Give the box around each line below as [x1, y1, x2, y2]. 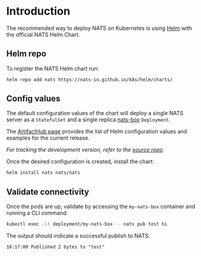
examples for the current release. [6, 134, 90, 141]
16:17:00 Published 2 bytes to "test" [6, 244, 105, 250]
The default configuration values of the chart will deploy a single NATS [6, 110, 184, 117]
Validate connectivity [6, 187, 90, 197]
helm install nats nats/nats [6, 169, 80, 176]
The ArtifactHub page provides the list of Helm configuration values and [6, 128, 188, 135]
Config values [6, 93, 61, 104]
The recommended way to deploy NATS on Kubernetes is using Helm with [6, 24, 192, 32]
